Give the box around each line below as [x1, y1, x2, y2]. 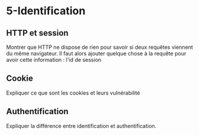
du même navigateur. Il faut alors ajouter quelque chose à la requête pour [6, 50, 186, 57]
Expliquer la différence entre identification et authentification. [6, 122, 157, 129]
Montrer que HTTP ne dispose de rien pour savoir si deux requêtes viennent [6, 43, 194, 51]
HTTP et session [6, 28, 69, 38]
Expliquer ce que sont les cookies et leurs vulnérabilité [6, 89, 141, 96]
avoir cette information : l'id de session [6, 56, 102, 63]
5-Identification [6, 4, 86, 18]
